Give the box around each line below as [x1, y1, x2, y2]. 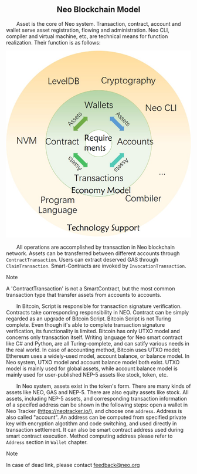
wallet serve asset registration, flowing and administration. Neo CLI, [6, 26, 170, 33]
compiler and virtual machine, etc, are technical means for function [6, 32, 168, 40]
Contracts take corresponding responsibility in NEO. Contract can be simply [6, 309, 189, 316]
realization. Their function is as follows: [6, 39, 101, 46]
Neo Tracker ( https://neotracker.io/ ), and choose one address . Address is [6, 408, 182, 415]
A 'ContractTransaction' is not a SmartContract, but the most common [6, 285, 175, 292]
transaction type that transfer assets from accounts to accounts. [6, 292, 162, 299]
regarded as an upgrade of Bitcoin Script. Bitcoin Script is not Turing [6, 315, 171, 322]
